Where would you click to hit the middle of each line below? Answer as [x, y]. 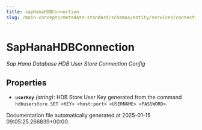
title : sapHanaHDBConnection [43, 12]
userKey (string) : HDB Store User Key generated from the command [98, 97]
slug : [13, 17]
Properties [26, 83]
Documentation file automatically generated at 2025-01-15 [78, 116]
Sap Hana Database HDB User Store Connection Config [76, 64]
